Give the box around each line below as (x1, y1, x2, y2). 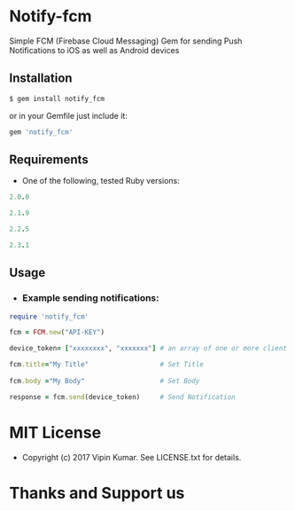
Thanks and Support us (9, 483, 185, 503)
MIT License (9, 422, 102, 443)
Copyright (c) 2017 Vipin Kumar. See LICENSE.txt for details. (21, 452, 242, 462)
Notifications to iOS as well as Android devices (9, 44, 180, 55)
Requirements (9, 152, 89, 167)
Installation (9, 71, 73, 86)
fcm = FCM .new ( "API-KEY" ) (9, 328, 105, 337)
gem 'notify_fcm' (9, 127, 74, 137)
